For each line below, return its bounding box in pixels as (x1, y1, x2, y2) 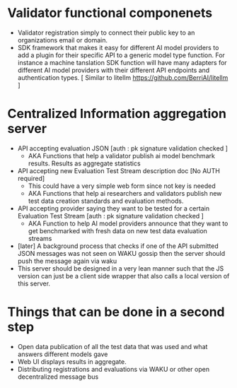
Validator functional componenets (7, 5, 213, 21)
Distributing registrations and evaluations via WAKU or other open (17, 365, 210, 373)
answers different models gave (17, 350, 108, 358)
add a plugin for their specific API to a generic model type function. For (17, 51, 225, 59)
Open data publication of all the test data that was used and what (17, 342, 208, 351)
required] (17, 174, 45, 182)
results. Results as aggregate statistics (28, 159, 141, 167)
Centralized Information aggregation (7, 106, 226, 122)
